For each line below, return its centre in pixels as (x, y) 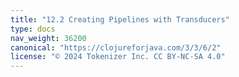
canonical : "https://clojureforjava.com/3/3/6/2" (116, 47)
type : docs (33, 29)
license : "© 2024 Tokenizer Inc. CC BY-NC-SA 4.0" (118, 57)
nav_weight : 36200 (48, 38)
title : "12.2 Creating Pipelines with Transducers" (120, 19)
